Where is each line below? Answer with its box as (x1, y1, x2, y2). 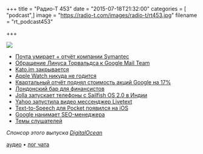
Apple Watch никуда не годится (15, 72, 97, 79)
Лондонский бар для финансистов (15, 85, 105, 92)
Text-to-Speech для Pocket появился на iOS (15, 104, 129, 112)
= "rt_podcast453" (6, 18, 53, 25)
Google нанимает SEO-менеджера (15, 111, 105, 118)
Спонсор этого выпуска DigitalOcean (6, 129, 103, 136)
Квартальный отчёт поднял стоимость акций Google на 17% (15, 79, 171, 85)
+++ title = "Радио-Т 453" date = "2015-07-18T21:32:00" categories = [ (6, 5, 187, 12)
